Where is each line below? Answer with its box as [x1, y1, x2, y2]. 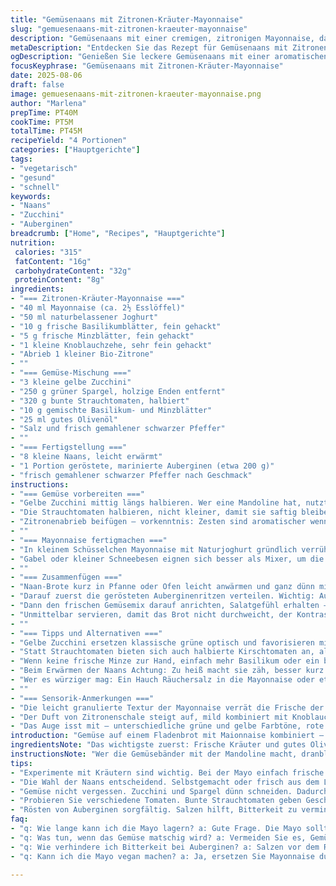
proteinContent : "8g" [14, 275, 105, 285]
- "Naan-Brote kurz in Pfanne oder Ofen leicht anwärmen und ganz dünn [10, 582, 315, 592]
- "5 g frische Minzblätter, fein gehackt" [10, 331, 195, 341]
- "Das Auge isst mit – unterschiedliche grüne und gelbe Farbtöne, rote [10, 721, 325, 731]
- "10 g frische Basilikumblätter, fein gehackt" [10, 321, 222, 331]
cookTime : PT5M [10, 117, 74, 127]
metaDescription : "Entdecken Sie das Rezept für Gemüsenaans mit [10, 42, 288, 53]
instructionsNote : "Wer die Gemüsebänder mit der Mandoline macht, [10, 749, 298, 759]
